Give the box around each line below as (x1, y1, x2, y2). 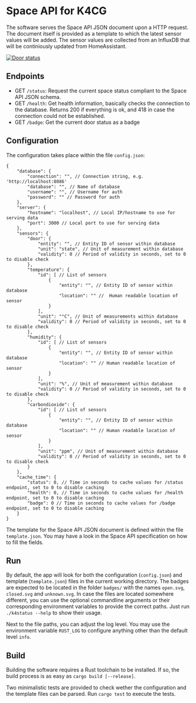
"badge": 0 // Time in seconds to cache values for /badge (27, 500, 176, 506)
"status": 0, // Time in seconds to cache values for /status (27, 479, 184, 485)
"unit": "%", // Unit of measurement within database (37, 381, 173, 386)
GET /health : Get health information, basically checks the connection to (14, 100, 190, 107)
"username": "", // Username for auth (27, 188, 123, 195)
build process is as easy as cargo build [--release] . (6, 673, 136, 680)
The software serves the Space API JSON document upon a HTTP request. (6, 24, 189, 31)
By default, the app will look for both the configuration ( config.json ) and (6, 571, 182, 579)
